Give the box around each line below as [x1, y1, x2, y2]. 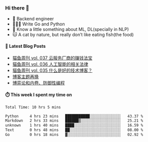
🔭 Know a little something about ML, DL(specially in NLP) [12, 26, 129, 32]
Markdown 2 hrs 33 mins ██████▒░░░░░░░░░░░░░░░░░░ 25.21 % [5, 118, 143, 124]
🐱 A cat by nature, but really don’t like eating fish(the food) [12, 32, 134, 38]
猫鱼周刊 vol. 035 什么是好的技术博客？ [12, 67, 93, 73]
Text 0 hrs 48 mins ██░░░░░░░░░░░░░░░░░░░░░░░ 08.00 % [5, 128, 143, 133]
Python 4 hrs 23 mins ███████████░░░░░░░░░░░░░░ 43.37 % [5, 114, 143, 119]
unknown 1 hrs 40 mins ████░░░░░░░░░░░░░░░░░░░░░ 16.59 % [5, 123, 143, 128]
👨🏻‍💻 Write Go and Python [12, 21, 65, 27]
